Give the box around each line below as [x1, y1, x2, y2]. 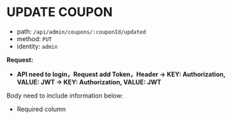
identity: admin [16, 42, 58, 50]
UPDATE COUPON [6, 4, 113, 20]
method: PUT [16, 34, 52, 43]
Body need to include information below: [6, 91, 124, 100]
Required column [16, 105, 66, 113]
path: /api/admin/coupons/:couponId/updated [16, 27, 146, 36]
